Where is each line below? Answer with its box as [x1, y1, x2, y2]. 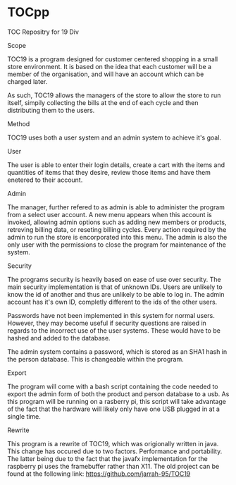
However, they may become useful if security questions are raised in [7, 319, 206, 327]
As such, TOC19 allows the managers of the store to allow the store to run [7, 91, 221, 99]
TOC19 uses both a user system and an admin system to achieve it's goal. [7, 133, 222, 142]
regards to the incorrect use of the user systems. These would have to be [7, 326, 221, 335]
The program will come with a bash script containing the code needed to [7, 382, 218, 391]
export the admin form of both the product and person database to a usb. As [7, 389, 230, 398]
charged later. [7, 77, 48, 85]
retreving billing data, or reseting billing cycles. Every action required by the [7, 225, 227, 233]
